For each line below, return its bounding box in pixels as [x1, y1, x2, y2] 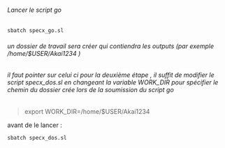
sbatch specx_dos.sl [7, 135, 68, 142]
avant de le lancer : [7, 121, 63, 129]
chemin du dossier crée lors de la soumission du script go [7, 86, 175, 94]
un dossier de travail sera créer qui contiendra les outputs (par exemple [7, 42, 215, 50]
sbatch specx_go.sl [7, 27, 64, 34]
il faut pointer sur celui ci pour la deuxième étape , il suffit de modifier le [7, 71, 215, 80]
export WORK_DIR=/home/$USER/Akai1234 [24, 108, 150, 116]
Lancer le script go [7, 6, 61, 14]
